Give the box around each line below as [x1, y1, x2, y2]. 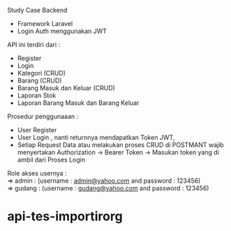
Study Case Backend [7, 6, 68, 14]
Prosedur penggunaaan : [7, 112, 79, 120]
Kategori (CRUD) [17, 69, 66, 77]
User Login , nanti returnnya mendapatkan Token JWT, [17, 133, 175, 141]
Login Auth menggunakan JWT [17, 27, 107, 35]
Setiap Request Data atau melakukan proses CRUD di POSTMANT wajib [17, 141, 225, 149]
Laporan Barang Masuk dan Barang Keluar [17, 99, 140, 107]
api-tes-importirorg [7, 209, 124, 225]
